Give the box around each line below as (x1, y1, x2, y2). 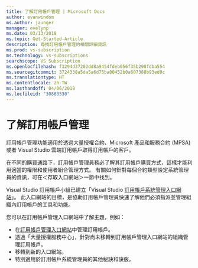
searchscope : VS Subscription (6, 58, 81, 64)
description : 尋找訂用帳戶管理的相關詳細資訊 (6, 42, 107, 48)
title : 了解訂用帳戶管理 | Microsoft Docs (6, 8, 105, 15)
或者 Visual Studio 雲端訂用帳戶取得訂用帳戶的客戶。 (6, 146, 134, 153)
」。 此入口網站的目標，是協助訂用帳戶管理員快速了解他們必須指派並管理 (11, 193, 186, 201)
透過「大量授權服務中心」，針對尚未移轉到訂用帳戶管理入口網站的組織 (14, 233, 183, 240)
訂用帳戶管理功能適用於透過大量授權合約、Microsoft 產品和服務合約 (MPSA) (6, 139, 191, 146)
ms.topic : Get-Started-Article (6, 36, 83, 42)
